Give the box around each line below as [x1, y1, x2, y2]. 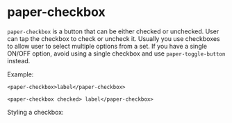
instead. [7, 56, 31, 65]
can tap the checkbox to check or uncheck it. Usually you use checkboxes [7, 34, 220, 42]
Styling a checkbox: [7, 108, 64, 116]
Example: [7, 70, 34, 79]
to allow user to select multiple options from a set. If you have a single [7, 42, 207, 50]
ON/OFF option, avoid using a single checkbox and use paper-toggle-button [7, 49, 226, 58]
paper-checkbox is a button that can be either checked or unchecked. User [7, 27, 219, 35]
